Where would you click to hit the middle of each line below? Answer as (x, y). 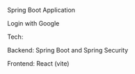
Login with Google (33, 23)
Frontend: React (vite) (38, 64)
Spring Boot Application (41, 10)
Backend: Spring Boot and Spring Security (68, 50)
